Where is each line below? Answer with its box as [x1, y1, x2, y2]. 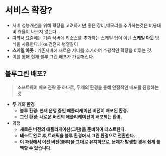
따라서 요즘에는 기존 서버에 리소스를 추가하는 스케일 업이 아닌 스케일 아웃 [12, 35, 154, 41]
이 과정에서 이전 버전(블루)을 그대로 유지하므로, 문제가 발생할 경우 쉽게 [19, 139, 155, 145]
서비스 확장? [5, 5, 53, 16]
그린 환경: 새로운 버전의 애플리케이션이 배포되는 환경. [19, 114, 123, 120]
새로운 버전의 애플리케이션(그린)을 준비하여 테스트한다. [19, 126, 126, 132]
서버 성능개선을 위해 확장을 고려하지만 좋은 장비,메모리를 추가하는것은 [12, 22, 148, 28]
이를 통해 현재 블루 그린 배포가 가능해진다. [12, 53, 94, 59]
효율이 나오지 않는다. [17, 28, 58, 34]
